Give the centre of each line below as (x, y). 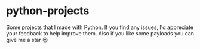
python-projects (48, 11)
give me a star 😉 (27, 40)
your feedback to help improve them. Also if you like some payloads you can (100, 33)
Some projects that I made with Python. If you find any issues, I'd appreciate (100, 27)
